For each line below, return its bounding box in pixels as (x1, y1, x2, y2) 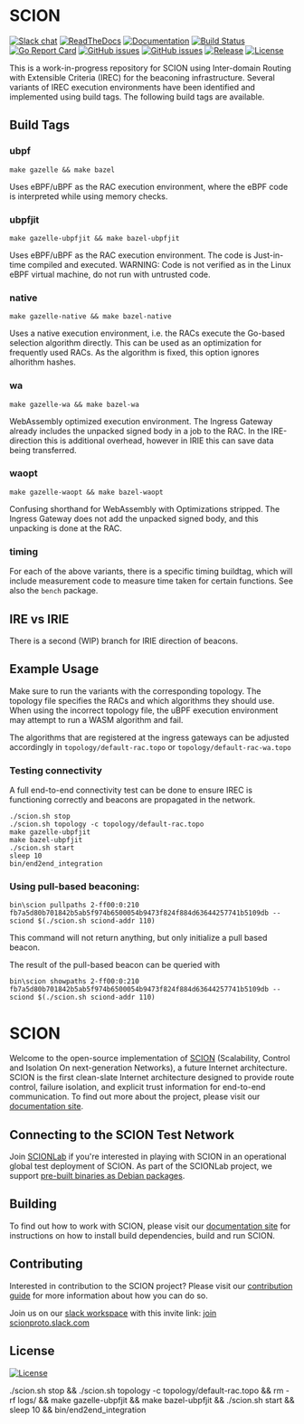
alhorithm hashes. (9, 356, 77, 367)
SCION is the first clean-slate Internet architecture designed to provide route (9, 1072, 295, 1083)
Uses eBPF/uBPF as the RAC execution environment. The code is (9, 250, 252, 261)
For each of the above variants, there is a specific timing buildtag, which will (9, 566, 293, 577)
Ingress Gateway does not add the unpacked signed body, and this (9, 513, 260, 524)
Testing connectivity (9, 764, 102, 776)
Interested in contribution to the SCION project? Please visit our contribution (9, 1280, 293, 1291)
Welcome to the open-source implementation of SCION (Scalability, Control (9, 1053, 290, 1064)
